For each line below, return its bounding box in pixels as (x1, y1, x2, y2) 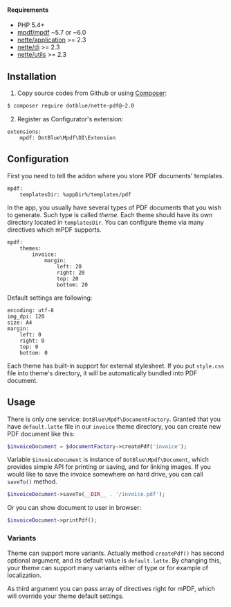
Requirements (7, 6, 49, 14)
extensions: (7, 128, 41, 135)
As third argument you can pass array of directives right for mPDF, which (7, 585, 216, 593)
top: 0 (19, 343, 39, 350)
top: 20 (56, 275, 79, 282)
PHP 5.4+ (17, 21, 45, 29)
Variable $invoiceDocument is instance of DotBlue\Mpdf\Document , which (7, 455, 209, 464)
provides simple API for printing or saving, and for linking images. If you (7, 463, 211, 471)
